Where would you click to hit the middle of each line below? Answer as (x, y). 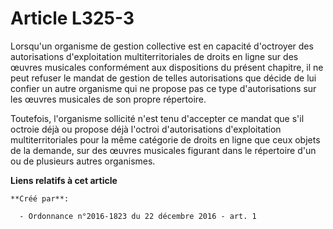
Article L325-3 (72, 18)
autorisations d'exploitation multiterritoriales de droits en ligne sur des (154, 56)
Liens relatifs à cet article (64, 180)
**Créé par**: (40, 198)
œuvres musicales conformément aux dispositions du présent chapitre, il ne (167, 67)
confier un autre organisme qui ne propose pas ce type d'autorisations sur (163, 88)
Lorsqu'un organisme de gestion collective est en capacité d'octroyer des (162, 46)
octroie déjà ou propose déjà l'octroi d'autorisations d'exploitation (146, 129)
